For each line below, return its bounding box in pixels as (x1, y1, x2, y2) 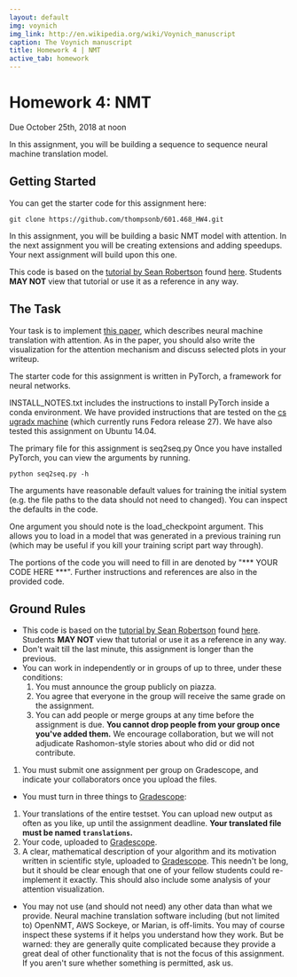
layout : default (9, 12, 69, 22)
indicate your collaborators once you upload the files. (21, 774, 217, 785)
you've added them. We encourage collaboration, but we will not (35, 729, 274, 739)
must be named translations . (21, 827, 133, 839)
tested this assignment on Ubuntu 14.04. (9, 425, 157, 436)
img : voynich (9, 21, 58, 30)
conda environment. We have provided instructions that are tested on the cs (9, 406, 286, 417)
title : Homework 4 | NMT (9, 46, 101, 55)
